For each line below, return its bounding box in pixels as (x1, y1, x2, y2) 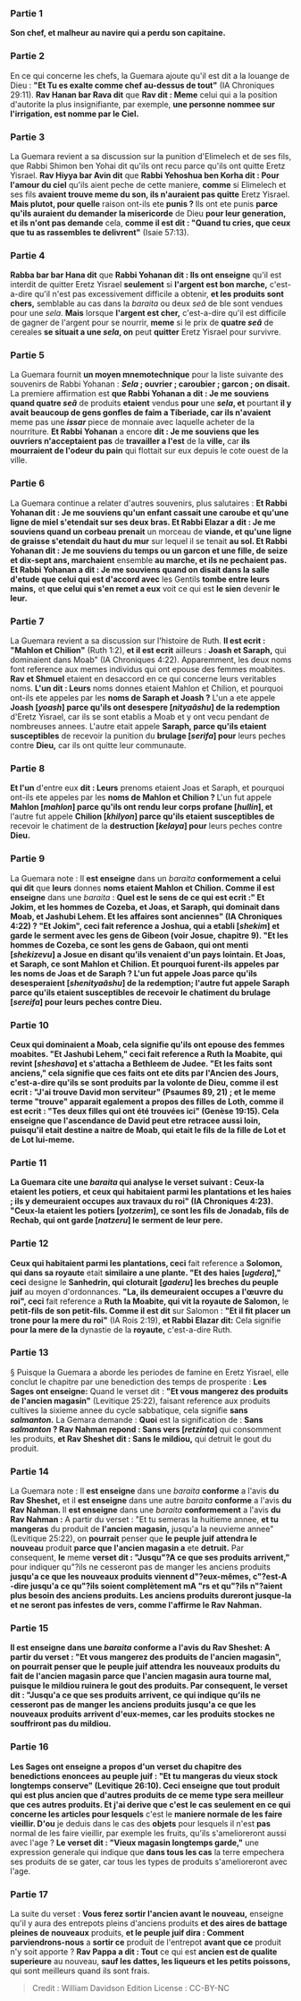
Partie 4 (10, 249, 46, 261)
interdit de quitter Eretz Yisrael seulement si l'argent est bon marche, (10, 279, 268, 290)
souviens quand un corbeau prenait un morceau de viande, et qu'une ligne (10, 526, 292, 537)
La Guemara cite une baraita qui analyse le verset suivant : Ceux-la (10, 1177, 264, 1188)
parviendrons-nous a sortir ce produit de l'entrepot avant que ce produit (10, 1937, 282, 1948)
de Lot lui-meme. (10, 1134, 75, 1145)
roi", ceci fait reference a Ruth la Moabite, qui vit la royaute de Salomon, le (10, 1296, 289, 1307)
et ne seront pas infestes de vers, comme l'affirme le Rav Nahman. (10, 1600, 263, 1611)
